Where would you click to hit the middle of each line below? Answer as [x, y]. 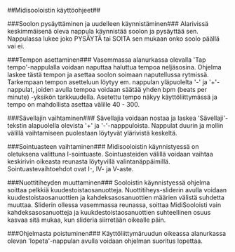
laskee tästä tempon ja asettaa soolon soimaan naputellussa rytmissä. [108, 74]
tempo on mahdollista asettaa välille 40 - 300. [74, 104]
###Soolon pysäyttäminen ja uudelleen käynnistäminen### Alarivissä [108, 24]
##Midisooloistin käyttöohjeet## [54, 10]
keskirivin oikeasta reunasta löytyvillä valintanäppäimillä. [89, 161]
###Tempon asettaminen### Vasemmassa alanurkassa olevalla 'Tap [107, 60]
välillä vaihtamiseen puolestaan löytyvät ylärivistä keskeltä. [92, 133]
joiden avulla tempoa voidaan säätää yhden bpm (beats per [122, 89]
